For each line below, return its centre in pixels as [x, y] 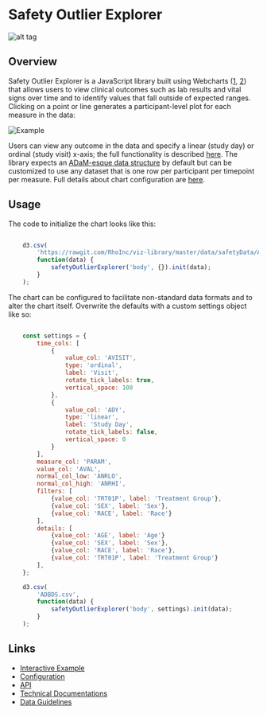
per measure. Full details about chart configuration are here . [106, 179]
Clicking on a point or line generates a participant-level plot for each [120, 106]
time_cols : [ [58, 343]
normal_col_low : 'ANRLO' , [80, 476]
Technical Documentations [64, 693]
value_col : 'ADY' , [95, 410]
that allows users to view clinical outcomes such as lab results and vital [125, 89]
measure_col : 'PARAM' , [74, 462]
